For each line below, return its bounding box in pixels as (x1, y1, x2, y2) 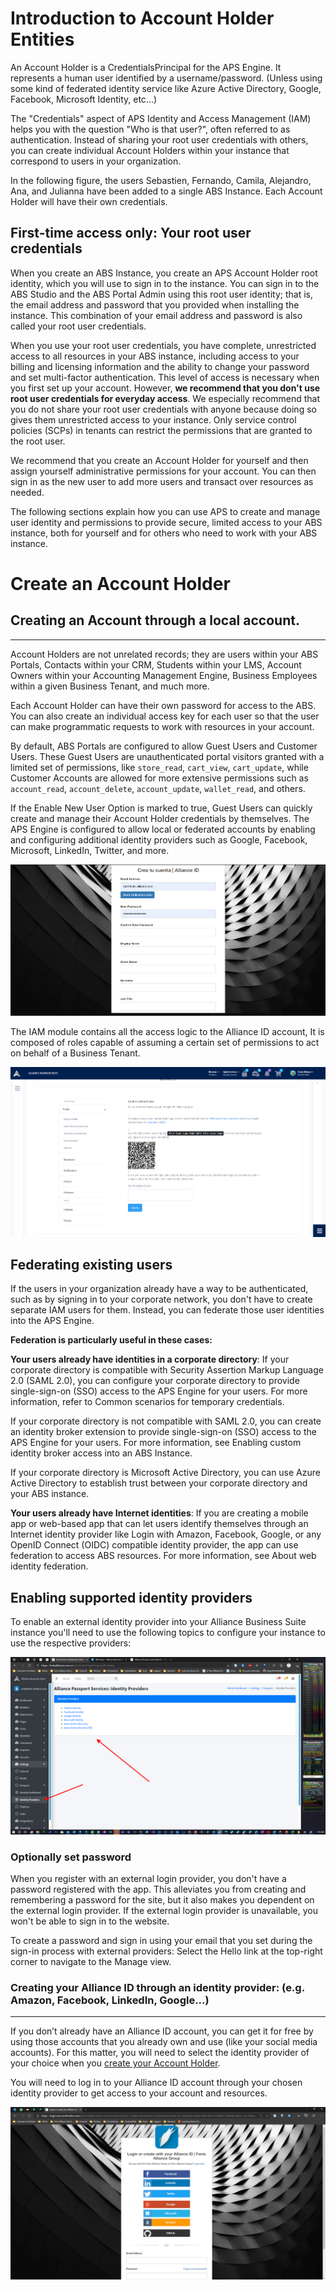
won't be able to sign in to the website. (10, 1915, 170, 1927)
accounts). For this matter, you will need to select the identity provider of (10, 2047, 310, 2059)
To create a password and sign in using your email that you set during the (10, 1935, 313, 1946)
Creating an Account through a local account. (10, 612, 300, 629)
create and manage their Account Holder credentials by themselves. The (10, 812, 310, 824)
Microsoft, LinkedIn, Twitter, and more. (10, 844, 170, 856)
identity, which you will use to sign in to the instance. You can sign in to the (10, 277, 320, 289)
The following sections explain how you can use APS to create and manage (10, 505, 321, 517)
